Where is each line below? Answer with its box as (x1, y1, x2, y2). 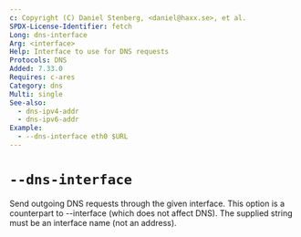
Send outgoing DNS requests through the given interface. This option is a (9, 198, 285, 209)
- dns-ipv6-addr (17, 115, 79, 124)
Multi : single (9, 89, 64, 98)
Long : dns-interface (9, 30, 88, 39)
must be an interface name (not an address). (9, 217, 177, 228)
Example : (9, 124, 43, 133)
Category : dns (9, 81, 64, 90)
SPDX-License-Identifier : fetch (9, 22, 132, 31)
